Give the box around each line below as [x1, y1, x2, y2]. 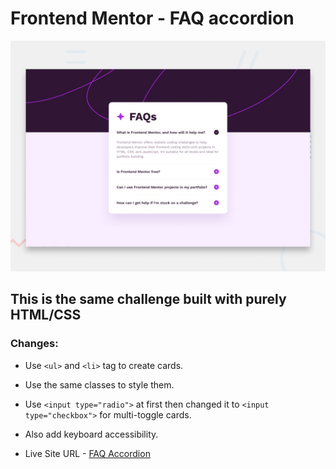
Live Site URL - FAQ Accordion [24, 447, 151, 459]
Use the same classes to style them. [24, 378, 175, 391]
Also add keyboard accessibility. [24, 428, 159, 440]
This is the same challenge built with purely [10, 291, 287, 308]
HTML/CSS [10, 307, 82, 324]
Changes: [10, 337, 59, 351]
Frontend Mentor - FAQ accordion [10, 7, 295, 30]
